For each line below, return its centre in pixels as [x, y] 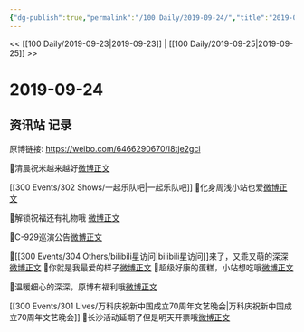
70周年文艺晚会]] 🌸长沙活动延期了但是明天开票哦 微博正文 [123, 317]
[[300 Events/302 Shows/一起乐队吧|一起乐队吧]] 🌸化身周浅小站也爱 [137, 187]
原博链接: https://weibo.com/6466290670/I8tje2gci [105, 148]
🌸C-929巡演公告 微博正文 [56, 237]
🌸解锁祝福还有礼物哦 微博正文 [65, 217]
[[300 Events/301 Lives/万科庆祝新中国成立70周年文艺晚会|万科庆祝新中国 [147, 306]
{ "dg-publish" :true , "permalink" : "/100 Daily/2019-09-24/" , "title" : [139, 18]
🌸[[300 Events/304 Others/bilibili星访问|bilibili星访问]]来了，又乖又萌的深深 [149, 256]
